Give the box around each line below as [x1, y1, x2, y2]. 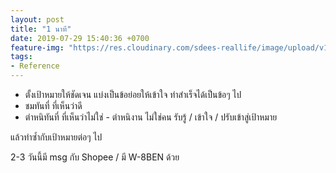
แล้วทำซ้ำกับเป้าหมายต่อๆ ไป [10, 131, 103, 143]
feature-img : [10, 42, 65, 53]
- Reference [10, 61, 60, 71]
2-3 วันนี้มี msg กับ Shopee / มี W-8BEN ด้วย [10, 151, 180, 163]
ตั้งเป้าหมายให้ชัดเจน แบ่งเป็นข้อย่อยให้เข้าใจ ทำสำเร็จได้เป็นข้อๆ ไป [24, 89, 242, 100]
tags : [10, 52, 33, 62]
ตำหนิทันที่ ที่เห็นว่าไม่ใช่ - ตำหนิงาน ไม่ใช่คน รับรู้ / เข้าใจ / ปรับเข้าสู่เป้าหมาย [24, 111, 278, 123]
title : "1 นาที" [10, 24, 72, 34]
